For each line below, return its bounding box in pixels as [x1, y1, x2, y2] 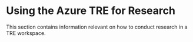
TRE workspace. [6, 29, 46, 36]
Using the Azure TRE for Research [6, 4, 175, 17]
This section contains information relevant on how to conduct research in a [6, 23, 188, 30]
